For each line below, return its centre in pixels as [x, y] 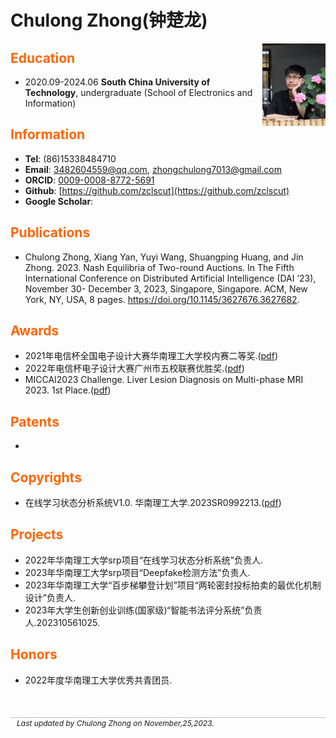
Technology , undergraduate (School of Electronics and [138, 92]
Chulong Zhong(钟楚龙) [109, 20]
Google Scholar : [59, 201]
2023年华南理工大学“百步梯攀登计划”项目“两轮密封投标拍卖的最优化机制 [173, 585]
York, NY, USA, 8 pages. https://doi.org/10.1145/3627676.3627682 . [162, 299]
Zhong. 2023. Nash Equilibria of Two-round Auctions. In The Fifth [159, 267]
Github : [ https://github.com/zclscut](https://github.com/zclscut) [157, 190]
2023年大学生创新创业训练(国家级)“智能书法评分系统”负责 [143, 610]
